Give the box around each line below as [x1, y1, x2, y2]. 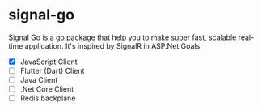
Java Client [19, 75, 58, 85]
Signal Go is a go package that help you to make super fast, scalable [8, 32, 237, 42]
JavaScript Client [19, 57, 78, 66]
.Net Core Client [19, 84, 74, 94]
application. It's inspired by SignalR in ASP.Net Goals [24, 41, 201, 50]
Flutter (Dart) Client [19, 66, 85, 75]
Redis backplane [19, 93, 76, 103]
